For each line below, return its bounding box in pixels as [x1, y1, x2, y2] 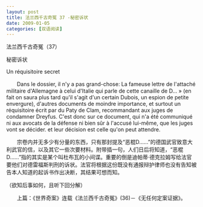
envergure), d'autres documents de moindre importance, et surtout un [6, 100, 181, 108]
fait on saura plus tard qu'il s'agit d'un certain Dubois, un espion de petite [6, 94, 189, 101]
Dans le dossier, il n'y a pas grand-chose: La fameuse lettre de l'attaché [16, 80, 196, 88]
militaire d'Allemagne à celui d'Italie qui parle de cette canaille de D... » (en [6, 87, 192, 94]
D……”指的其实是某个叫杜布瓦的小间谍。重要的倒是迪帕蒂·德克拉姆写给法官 [6, 154, 192, 161]
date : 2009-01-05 [6, 20, 50, 26]
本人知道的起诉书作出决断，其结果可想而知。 [11, 169, 123, 176]
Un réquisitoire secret [6, 68, 60, 76]
